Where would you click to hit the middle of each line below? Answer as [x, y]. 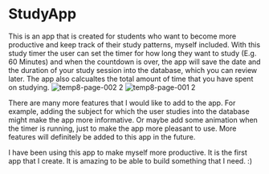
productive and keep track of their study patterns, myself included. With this [134, 44]
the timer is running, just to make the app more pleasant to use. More [122, 128]
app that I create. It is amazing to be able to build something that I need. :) [130, 160]
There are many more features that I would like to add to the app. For [122, 103]
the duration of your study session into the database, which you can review [133, 70]
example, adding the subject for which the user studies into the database [129, 111]
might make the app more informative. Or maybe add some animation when [133, 119]
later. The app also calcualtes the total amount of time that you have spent [131, 79]
